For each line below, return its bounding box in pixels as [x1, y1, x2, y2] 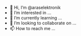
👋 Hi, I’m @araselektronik [9, 5, 61, 10]
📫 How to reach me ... [9, 26, 55, 31]
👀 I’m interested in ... [9, 10, 52, 16]
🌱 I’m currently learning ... [9, 15, 62, 20]
